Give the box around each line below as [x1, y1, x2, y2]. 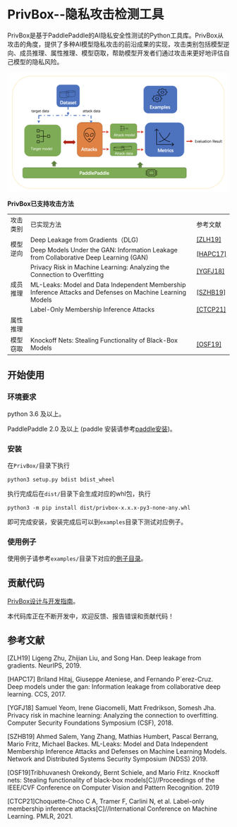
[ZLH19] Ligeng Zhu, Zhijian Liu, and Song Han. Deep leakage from [7, 654, 202, 662]
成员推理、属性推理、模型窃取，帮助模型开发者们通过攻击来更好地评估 [19, 49, 224, 57]
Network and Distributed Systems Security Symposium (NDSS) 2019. [7, 754, 208, 763]
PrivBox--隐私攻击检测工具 [7, 6, 164, 23]
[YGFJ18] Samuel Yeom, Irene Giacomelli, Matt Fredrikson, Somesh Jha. [7, 703, 217, 712]
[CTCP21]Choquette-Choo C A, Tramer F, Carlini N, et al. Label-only [7, 797, 205, 805]
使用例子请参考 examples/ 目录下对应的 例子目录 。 [7, 554, 147, 563]
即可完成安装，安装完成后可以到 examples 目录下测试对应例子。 [7, 517, 188, 526]
